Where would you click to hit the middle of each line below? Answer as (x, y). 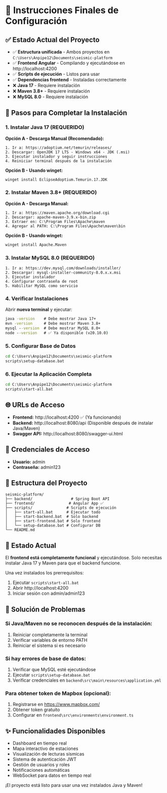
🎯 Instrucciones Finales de (62, 10)
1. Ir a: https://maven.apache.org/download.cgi (57, 213)
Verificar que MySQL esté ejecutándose (54, 670)
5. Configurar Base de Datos (40, 346)
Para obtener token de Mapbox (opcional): (58, 693)
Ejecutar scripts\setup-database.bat (51, 675)
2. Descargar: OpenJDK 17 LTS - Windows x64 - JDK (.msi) (68, 152)
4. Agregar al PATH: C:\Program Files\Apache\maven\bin (65, 226)
